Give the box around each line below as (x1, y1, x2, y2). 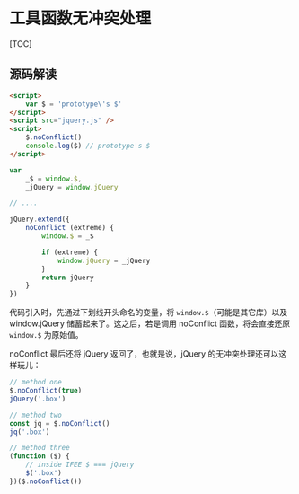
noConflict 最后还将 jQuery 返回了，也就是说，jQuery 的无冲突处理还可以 (9, 348, 279, 359)
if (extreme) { (41, 248, 99, 257)
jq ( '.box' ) (9, 428, 50, 437)
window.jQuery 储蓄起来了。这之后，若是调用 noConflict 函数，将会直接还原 (9, 318, 291, 329)
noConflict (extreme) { (25, 224, 115, 233)
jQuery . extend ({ (9, 215, 70, 225)
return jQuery (41, 273, 94, 282)
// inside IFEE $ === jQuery (25, 460, 135, 470)
